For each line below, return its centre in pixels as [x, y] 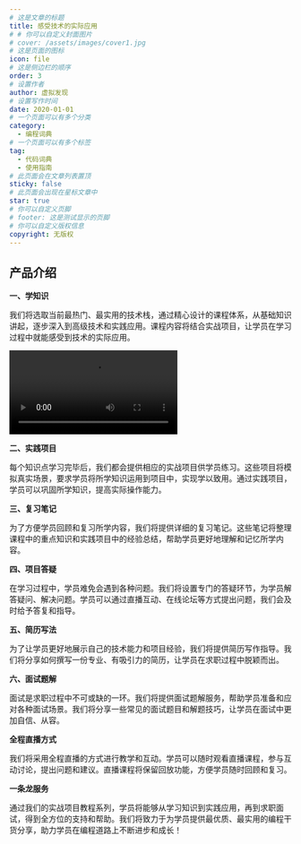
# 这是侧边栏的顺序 [40, 68]
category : [28, 126]
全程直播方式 [33, 739]
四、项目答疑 [33, 569]
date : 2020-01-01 [42, 109]
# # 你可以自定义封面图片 [51, 34]
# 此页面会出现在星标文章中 [54, 193]
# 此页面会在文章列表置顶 [50, 176]
